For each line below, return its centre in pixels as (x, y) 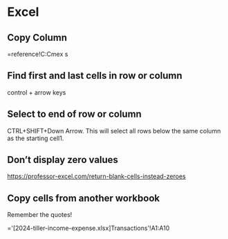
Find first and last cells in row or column (95, 76)
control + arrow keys (37, 92)
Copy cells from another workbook (84, 198)
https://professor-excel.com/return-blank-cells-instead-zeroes (97, 176)
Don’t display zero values (63, 160)
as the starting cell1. (36, 138)
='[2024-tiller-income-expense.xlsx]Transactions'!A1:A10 (88, 228)
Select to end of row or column (74, 114)
